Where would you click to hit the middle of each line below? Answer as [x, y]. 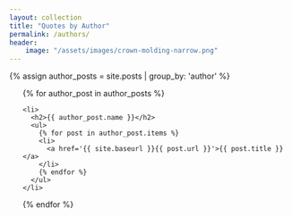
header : [24, 42]
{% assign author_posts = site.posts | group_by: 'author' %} [120, 76]
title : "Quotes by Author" [60, 26]
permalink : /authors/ [50, 34]
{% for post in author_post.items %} [109, 134]
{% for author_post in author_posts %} [94, 94]
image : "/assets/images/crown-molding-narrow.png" [122, 51]
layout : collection [46, 17]
